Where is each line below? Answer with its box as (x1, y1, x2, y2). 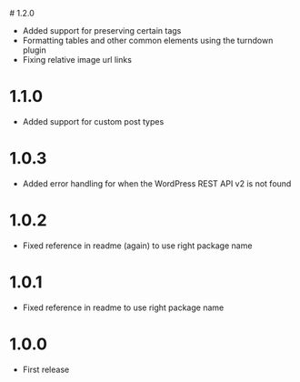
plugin (22, 45, 47, 55)
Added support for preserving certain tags (22, 25, 182, 35)
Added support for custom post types (22, 116, 165, 126)
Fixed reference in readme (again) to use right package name (22, 240, 253, 251)
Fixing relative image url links (22, 55, 132, 65)
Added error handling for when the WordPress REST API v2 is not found (22, 177, 292, 189)
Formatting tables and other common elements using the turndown (22, 35, 274, 45)
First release (22, 364, 70, 375)
